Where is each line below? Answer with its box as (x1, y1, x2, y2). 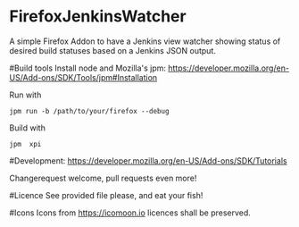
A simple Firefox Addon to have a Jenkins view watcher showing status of (9, 36, 281, 46)
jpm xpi (9, 139, 42, 148)
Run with (9, 89, 42, 100)
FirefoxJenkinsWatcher (9, 6, 187, 27)
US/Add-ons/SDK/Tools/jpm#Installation (9, 71, 158, 82)
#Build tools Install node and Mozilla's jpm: (9, 63, 167, 73)
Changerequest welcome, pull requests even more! (9, 172, 197, 183)
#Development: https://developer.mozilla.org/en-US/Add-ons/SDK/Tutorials (9, 155, 287, 166)
